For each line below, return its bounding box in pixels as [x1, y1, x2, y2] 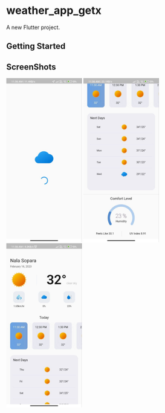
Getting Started [6, 41, 66, 51]
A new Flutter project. [6, 24, 60, 31]
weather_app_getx [6, 4, 102, 18]
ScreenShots [6, 62, 56, 72]
